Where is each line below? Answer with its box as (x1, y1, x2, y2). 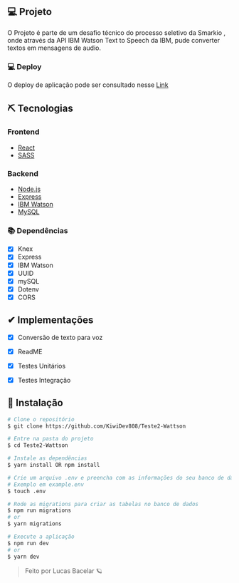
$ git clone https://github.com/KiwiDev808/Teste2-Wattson (7, 423, 186, 430)
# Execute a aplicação (7, 533, 75, 540)
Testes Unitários (17, 361, 66, 370)
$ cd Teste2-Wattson (7, 442, 69, 449)
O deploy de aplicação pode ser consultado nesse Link (7, 81, 169, 89)
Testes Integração (17, 376, 71, 384)
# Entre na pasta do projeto (7, 435, 94, 443)
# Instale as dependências (7, 455, 87, 462)
